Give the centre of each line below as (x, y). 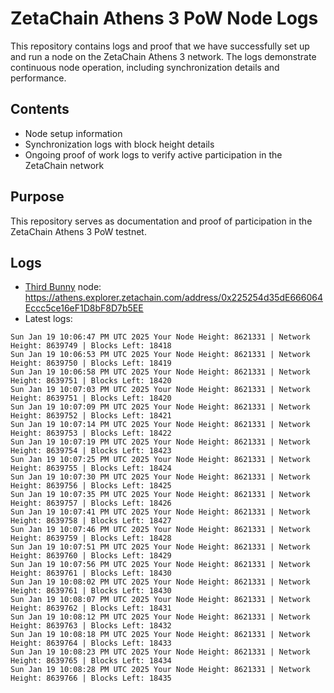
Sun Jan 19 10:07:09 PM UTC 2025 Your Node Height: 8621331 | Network (160, 407)
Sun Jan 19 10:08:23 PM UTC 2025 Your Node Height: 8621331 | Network (160, 652)
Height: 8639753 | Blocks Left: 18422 (91, 433)
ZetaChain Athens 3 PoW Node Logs (164, 18)
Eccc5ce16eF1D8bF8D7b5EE (84, 308)
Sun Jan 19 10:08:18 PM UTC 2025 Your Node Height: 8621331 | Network (160, 635)
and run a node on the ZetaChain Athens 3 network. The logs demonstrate (163, 56)
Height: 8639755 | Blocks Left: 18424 (91, 468)
